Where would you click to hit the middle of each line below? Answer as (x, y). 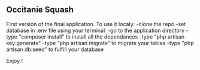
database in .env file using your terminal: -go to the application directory (96, 30)
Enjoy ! (15, 61)
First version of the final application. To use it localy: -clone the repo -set (96, 24)
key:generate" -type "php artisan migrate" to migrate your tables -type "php (100, 43)
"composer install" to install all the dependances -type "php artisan (101, 36)
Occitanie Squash (40, 10)
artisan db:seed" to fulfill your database (55, 49)
